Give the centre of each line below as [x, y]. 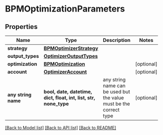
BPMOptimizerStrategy [71, 48]
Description [117, 40]
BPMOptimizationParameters [65, 9]
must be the [116, 104]
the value [113, 98]
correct [111, 110]
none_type [56, 104]
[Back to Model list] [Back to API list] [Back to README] [61, 128]
